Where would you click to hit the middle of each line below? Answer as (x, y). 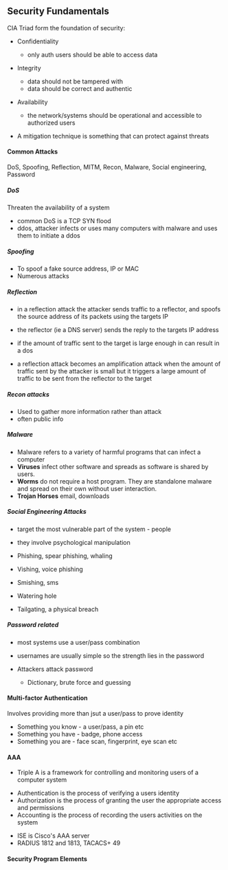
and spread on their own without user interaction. (87, 488)
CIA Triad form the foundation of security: (66, 28)
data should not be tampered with (75, 81)
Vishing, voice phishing (50, 569)
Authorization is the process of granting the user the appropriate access (119, 800)
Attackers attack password (55, 669)
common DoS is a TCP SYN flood (64, 220)
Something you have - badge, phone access (80, 734)
